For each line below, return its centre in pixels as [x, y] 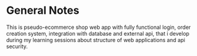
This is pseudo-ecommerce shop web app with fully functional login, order [98, 27]
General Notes [43, 11]
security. [17, 46]
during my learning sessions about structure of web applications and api [96, 40]
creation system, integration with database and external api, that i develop [98, 33]
